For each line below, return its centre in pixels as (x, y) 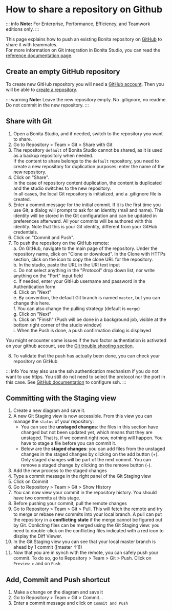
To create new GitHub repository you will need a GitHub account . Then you (85, 84)
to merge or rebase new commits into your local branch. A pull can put (88, 514)
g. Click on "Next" (32, 314)
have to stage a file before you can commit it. (69, 443)
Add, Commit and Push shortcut (58, 580)
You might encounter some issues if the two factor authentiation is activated (86, 340)
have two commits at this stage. (47, 498)
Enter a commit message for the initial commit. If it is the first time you (87, 205)
